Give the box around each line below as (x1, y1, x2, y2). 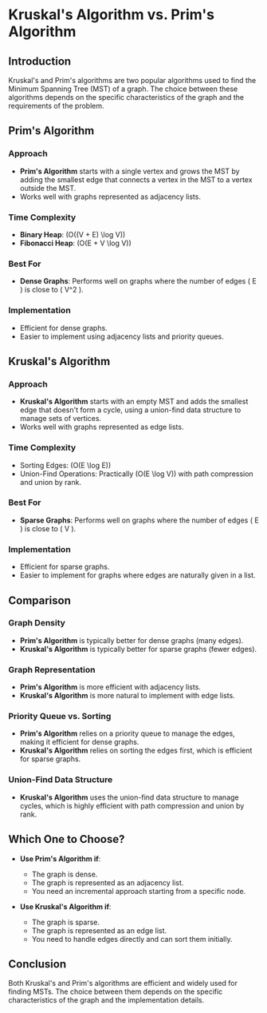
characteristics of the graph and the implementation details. (8, 995, 205, 1005)
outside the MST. (19, 183, 77, 193)
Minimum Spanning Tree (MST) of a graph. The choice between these (8, 84, 238, 93)
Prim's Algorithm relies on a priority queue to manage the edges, (19, 729, 235, 738)
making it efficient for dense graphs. (19, 737, 139, 747)
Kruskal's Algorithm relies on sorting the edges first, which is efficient (19, 745, 253, 756)
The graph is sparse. (31, 917, 100, 927)
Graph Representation (8, 664, 96, 675)
